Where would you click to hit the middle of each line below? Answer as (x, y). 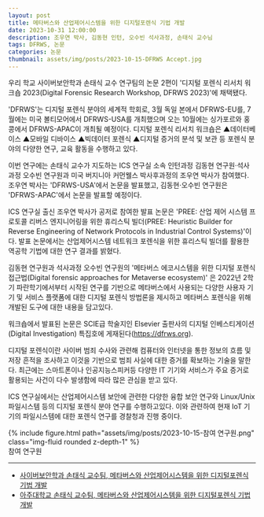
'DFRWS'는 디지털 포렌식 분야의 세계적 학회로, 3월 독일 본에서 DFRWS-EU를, (127, 109)
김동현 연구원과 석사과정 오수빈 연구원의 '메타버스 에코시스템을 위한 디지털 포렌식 (132, 268)
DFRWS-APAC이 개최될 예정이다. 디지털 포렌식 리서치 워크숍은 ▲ (129, 129)
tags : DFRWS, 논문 (37, 45)
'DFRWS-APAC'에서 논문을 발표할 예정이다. (75, 194)
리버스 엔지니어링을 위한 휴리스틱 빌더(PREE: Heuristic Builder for (131, 221)
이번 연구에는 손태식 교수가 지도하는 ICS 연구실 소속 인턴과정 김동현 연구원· (123, 165)
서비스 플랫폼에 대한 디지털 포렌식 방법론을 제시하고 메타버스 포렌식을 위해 (138, 297)
